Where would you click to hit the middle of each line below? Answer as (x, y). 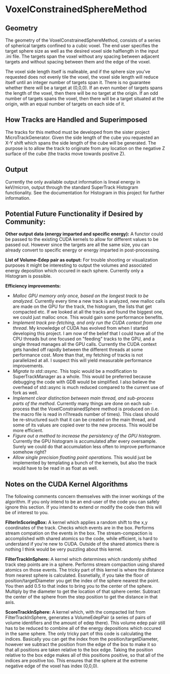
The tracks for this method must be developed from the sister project (77, 132)
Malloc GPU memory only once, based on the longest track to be (80, 296)
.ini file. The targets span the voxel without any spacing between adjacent (82, 56)
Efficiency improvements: (33, 286)
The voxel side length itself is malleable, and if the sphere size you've (78, 72)
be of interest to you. (27, 513)
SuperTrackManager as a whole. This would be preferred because (82, 377)
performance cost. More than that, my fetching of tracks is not (78, 355)
